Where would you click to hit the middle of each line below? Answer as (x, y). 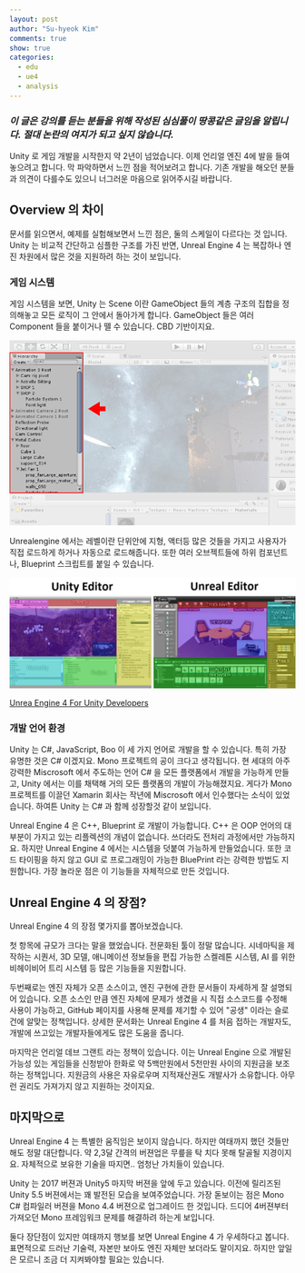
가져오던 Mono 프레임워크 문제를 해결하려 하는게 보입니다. (112, 1217)
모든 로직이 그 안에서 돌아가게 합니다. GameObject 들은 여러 (147, 315)
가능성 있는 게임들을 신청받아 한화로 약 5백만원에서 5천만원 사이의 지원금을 (142, 1064)
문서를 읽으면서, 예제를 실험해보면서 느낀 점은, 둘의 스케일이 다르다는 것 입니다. (148, 234)
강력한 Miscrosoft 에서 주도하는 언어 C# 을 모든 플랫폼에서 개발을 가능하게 (141, 772)
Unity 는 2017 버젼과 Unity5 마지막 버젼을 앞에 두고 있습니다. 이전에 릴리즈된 (145, 1183)
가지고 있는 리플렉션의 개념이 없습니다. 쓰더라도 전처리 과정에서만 (148, 837)
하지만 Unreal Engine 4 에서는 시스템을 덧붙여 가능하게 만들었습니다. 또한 (152, 849)
